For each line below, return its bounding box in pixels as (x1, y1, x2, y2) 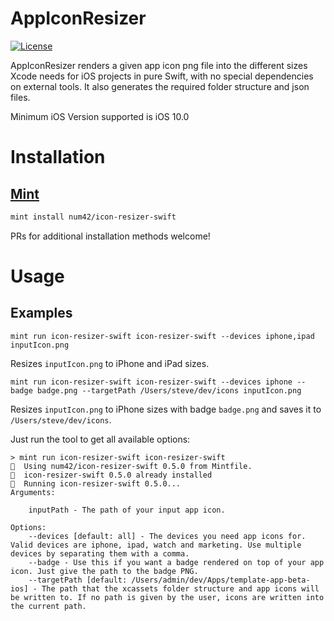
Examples (10, 305, 73, 322)
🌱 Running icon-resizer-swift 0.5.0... (10, 478, 182, 489)
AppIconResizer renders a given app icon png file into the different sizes (10, 59, 308, 71)
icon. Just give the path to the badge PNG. (10, 566, 199, 576)
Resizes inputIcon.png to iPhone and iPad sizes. (10, 357, 210, 369)
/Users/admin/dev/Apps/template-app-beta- (131, 575, 311, 585)
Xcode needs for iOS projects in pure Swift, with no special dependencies (10, 70, 314, 82)
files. (10, 91, 31, 103)
